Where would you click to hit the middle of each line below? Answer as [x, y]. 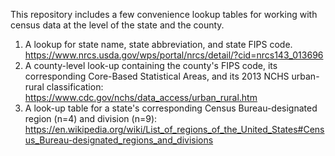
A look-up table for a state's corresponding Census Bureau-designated [171, 108]
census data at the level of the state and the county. [117, 25]
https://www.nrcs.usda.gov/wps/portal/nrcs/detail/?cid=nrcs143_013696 [174, 55]
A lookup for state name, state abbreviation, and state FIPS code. [158, 44]
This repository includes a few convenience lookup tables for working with [164, 14]
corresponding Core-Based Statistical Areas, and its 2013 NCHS [157, 76]
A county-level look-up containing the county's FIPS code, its [151, 65]
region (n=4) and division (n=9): [91, 118]
